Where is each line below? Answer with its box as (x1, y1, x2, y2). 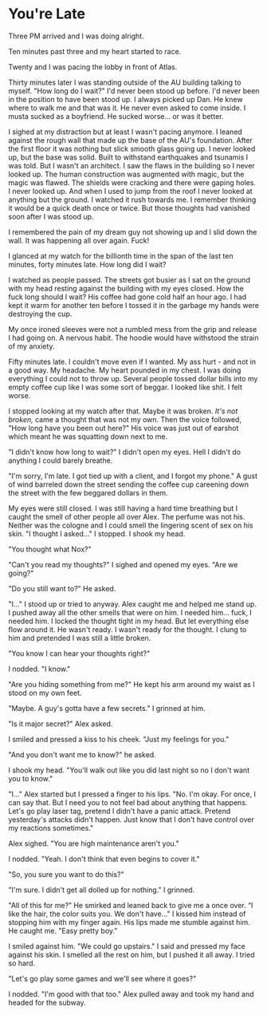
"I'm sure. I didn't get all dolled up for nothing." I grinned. (8, 885, 195, 895)
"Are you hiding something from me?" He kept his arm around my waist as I (8, 679, 255, 689)
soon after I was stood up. (8, 211, 94, 221)
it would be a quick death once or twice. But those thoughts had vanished (8, 203, 250, 212)
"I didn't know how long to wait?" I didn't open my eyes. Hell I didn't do (8, 447, 241, 456)
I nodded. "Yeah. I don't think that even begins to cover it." (8, 854, 201, 863)
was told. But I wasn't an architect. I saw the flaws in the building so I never (8, 160, 255, 170)
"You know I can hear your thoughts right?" (8, 648, 151, 658)
